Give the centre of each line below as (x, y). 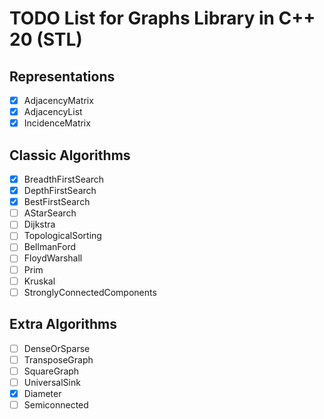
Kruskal (39, 281)
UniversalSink (52, 382)
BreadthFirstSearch (64, 179)
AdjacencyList (53, 112)
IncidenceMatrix (57, 123)
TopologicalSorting (62, 236)
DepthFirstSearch (60, 191)
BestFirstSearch (57, 202)
